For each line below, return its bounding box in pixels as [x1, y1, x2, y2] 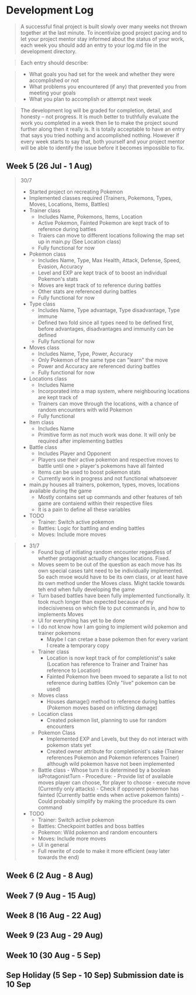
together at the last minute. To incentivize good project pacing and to [20, 29, 187, 36]
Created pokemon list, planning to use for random [46, 716, 167, 724]
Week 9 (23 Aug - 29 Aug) [6, 931, 104, 940]
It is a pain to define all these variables [37, 505, 130, 513]
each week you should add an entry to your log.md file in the [20, 42, 167, 49]
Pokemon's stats [37, 275, 78, 282]
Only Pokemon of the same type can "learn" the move [37, 356, 169, 364]
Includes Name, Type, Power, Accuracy [37, 350, 133, 357]
